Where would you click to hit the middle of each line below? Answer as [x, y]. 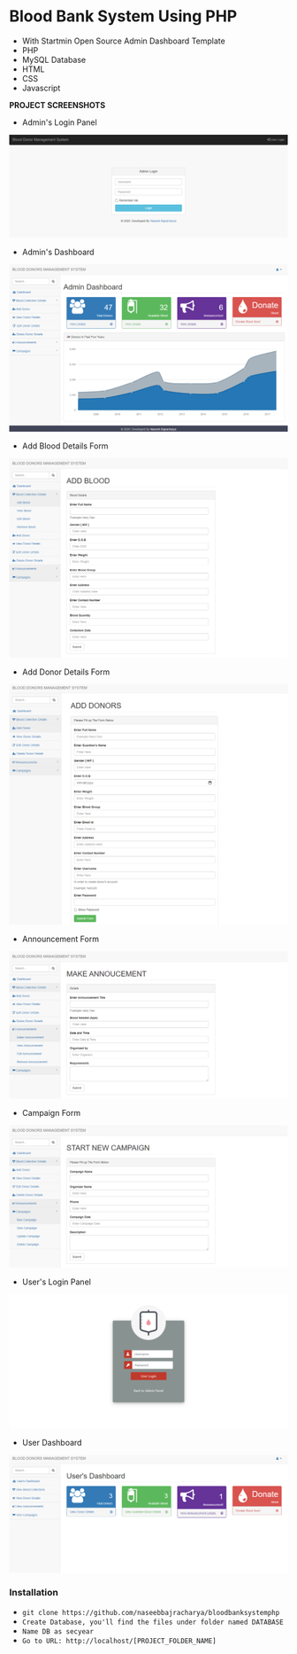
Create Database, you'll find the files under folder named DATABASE [153, 1622]
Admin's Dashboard [58, 252]
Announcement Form [61, 939]
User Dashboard [52, 1443]
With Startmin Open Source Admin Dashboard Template [123, 41]
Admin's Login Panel [59, 122]
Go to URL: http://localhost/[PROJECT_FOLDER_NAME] [119, 1641]
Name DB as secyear [58, 1631]
